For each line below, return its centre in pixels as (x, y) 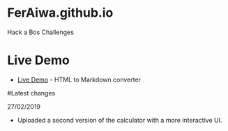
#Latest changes (31, 93)
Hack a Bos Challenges (41, 32)
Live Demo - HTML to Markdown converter (79, 79)
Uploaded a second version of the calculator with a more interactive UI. (120, 120)
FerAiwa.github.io (60, 13)
